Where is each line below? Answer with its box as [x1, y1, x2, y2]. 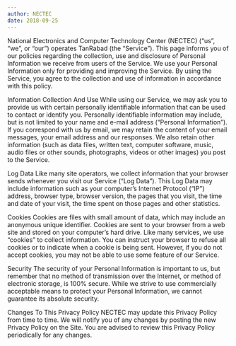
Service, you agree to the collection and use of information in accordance [7, 74, 222, 82]
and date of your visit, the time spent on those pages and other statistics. [7, 199, 220, 207]
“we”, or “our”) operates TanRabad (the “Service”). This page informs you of [7, 44, 229, 52]
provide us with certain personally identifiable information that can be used [7, 103, 226, 111]
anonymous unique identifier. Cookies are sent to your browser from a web [7, 220, 225, 229]
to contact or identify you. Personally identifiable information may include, [7, 110, 223, 119]
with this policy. [7, 81, 53, 90]
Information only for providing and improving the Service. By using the [7, 67, 212, 75]
